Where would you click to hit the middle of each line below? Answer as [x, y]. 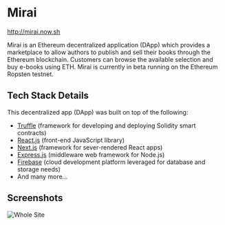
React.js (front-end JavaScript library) [71, 140]
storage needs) [39, 169]
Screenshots [35, 198]
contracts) [32, 132]
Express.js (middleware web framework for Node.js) [91, 154]
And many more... [42, 176]
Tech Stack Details [48, 96]
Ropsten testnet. [30, 74]
